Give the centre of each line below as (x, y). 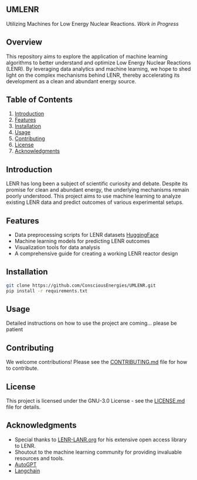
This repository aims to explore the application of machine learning (87, 56)
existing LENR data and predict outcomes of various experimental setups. (95, 202)
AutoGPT (26, 464)
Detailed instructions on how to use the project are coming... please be (91, 323)
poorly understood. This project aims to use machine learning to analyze (94, 196)
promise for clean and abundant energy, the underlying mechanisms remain (98, 190)
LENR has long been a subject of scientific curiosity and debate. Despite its (97, 183)
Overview (24, 42)
